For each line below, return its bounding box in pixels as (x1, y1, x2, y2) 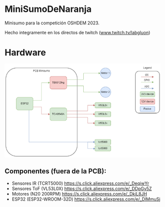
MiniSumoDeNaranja (4, 3, 92, 15)
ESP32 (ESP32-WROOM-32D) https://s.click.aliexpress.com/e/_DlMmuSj (11, 196, 161, 202)
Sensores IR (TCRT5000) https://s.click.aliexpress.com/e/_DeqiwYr (11, 180, 149, 186)
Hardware (4, 47, 46, 58)
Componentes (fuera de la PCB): (4, 167, 107, 176)
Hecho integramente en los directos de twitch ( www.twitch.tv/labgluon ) (4, 29, 151, 35)
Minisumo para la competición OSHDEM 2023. (4, 20, 100, 26)
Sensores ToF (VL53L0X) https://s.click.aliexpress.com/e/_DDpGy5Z (11, 185, 152, 192)
